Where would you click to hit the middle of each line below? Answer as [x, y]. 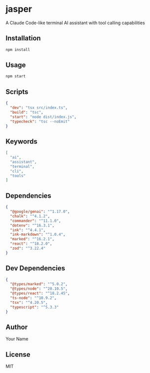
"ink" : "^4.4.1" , [28, 230]
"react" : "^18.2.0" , [31, 244]
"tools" [18, 176]
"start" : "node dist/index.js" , [43, 117]
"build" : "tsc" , [27, 112]
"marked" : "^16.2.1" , [32, 239]
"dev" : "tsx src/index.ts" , [39, 108]
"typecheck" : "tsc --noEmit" [40, 121]
